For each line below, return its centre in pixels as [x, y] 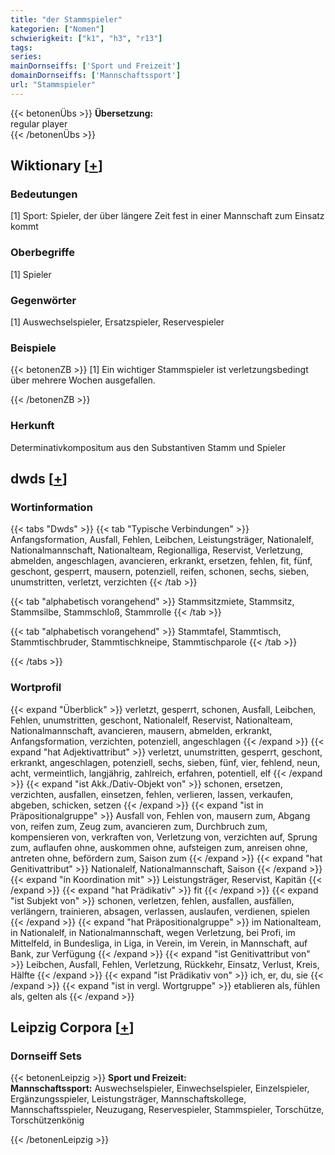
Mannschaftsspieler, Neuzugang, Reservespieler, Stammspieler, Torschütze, [167, 1110]
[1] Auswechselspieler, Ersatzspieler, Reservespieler [117, 322]
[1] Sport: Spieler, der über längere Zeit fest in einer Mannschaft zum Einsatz [167, 216]
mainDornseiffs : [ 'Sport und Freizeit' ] [96, 66]
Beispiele [33, 348]
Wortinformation [51, 507]
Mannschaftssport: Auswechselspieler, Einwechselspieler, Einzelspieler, [160, 1088]
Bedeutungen [44, 194]
